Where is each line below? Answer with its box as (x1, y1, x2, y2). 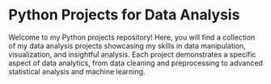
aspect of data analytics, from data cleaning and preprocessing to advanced (8, 58, 263, 68)
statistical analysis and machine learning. (8, 66, 146, 76)
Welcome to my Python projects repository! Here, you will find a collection (8, 32, 256, 42)
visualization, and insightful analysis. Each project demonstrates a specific (8, 49, 256, 59)
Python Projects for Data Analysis (8, 6, 240, 24)
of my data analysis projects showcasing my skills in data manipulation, (8, 40, 247, 50)
